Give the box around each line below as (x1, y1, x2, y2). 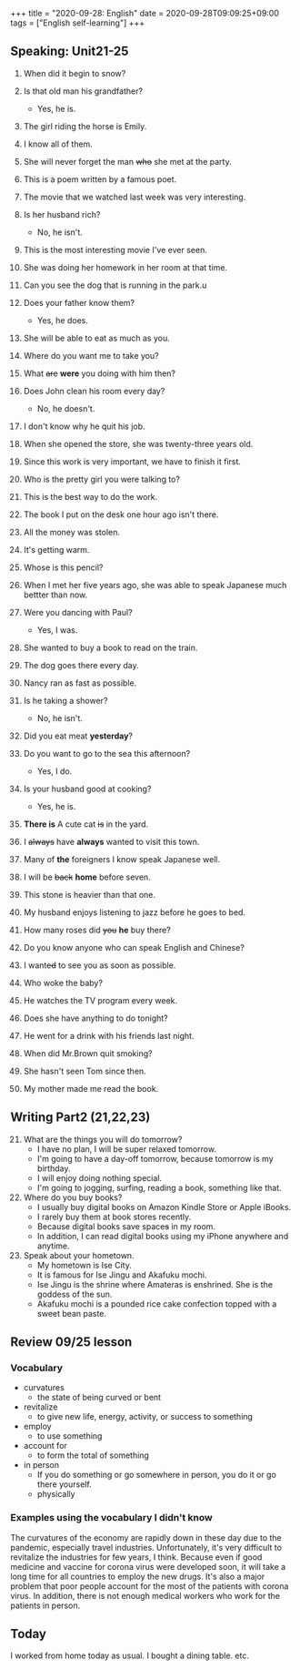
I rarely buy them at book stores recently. (36, 1211, 192, 1222)
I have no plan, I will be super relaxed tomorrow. (36, 1143, 217, 1155)
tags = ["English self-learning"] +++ (10, 17, 145, 28)
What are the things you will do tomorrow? (23, 1134, 183, 1145)
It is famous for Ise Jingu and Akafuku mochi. (36, 1269, 207, 1280)
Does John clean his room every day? (23, 385, 165, 396)
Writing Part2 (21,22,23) (10, 1110, 151, 1125)
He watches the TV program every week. (23, 994, 178, 1005)
